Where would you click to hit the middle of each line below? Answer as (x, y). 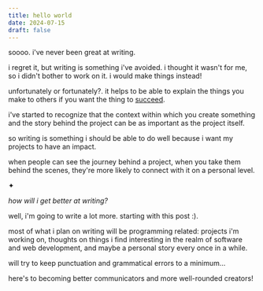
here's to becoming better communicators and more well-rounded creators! (131, 278)
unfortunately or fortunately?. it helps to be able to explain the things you (126, 91)
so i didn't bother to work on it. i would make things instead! (105, 76)
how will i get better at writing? (58, 201)
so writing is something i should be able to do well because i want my (121, 138)
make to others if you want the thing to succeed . (87, 100)
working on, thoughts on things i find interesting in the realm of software (125, 240)
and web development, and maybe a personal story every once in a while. (128, 248)
